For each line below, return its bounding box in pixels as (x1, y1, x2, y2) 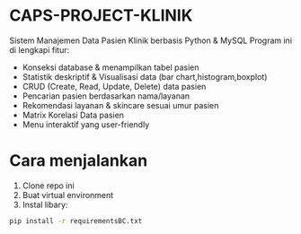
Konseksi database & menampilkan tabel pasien (22, 62, 199, 73)
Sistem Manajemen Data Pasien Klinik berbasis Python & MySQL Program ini (9, 35, 293, 46)
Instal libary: (22, 199, 68, 210)
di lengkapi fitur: (9, 44, 70, 55)
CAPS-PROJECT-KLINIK (9, 5, 193, 26)
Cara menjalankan (9, 151, 148, 171)
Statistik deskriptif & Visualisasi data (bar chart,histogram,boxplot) (22, 71, 268, 82)
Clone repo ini (22, 180, 75, 191)
